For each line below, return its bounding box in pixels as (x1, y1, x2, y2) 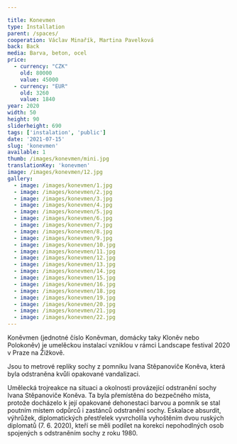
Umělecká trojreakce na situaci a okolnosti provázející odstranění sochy (7, 384, 217, 391)
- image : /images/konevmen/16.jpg (13, 281, 116, 288)
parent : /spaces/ (7, 30, 59, 37)
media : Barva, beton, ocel (7, 50, 87, 57)
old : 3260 (20, 90, 50, 97)
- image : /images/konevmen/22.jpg (13, 314, 116, 321)
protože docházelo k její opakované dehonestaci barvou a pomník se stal (7, 399, 221, 407)
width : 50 (7, 109, 37, 117)
